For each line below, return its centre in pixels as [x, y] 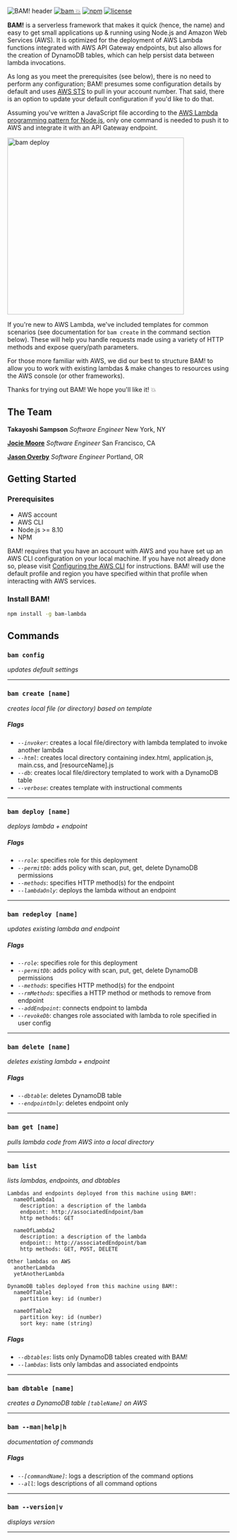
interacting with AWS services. [52, 581]
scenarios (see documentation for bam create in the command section [109, 332]
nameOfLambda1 [34, 1200]
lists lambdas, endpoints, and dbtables [64, 1180]
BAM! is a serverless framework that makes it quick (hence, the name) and [116, 25]
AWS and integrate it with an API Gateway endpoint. [83, 128]
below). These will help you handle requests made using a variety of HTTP [116, 339]
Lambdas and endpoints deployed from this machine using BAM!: [102, 1194]
